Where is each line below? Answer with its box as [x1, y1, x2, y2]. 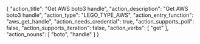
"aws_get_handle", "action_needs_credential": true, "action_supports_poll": [6, 18, 195, 25]
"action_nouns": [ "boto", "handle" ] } [6, 31, 99, 38]
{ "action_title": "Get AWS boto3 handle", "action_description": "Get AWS [6, 5, 188, 12]
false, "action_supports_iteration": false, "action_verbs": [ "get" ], [6, 24, 169, 31]
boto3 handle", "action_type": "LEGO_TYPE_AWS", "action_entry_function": [6, 11, 193, 19]
